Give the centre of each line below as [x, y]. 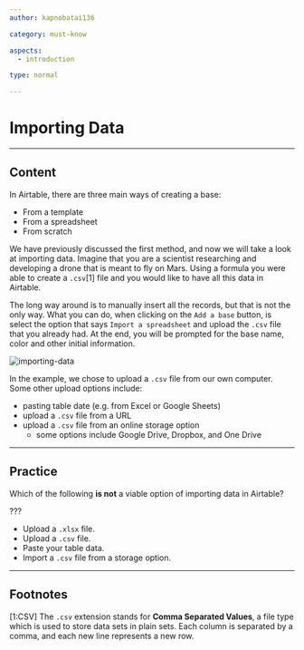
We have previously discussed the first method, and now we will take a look [150, 248]
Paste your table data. [63, 548]
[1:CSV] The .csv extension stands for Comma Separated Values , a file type [152, 616]
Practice [33, 472]
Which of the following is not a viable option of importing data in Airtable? [147, 493]
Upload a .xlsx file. [58, 529]
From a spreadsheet [60, 221]
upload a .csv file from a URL [77, 415]
